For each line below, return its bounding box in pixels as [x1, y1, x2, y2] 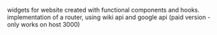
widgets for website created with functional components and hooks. [7, 6, 200, 14]
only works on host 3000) [7, 21, 80, 28]
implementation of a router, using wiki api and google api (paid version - [7, 13, 211, 21]
